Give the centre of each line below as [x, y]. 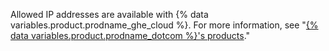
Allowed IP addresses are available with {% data [109, 14]
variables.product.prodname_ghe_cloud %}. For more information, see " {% [164, 25]
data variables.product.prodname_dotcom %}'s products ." [130, 35]
